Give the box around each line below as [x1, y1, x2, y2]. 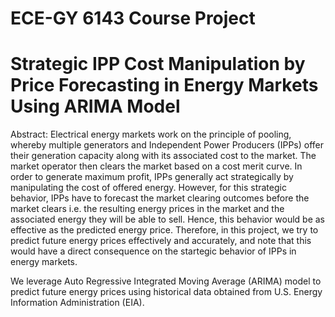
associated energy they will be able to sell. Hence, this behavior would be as [10, 213, 325, 226]
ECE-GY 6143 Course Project [10, 7, 256, 30]
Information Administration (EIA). [10, 297, 145, 309]
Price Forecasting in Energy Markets [10, 74, 319, 97]
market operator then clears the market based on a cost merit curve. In [10, 160, 303, 172]
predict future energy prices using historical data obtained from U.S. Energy [10, 286, 323, 298]
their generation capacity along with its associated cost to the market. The [10, 150, 317, 162]
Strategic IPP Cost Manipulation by [10, 53, 306, 76]
